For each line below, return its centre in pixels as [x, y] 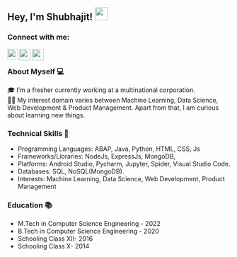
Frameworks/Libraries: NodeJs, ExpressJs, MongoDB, [97, 156]
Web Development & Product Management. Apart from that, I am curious [113, 108]
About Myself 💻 [36, 72]
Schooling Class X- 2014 [53, 246]
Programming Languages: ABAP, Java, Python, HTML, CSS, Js [109, 149]
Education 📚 [30, 205]
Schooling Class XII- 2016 [55, 239]
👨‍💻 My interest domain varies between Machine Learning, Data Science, [113, 100]
